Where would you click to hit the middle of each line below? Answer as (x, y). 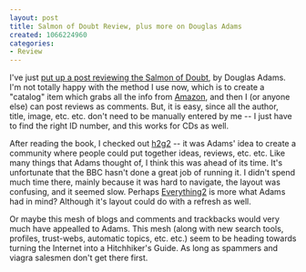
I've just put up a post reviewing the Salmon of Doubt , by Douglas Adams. (148, 77)
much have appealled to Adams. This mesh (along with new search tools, (147, 229)
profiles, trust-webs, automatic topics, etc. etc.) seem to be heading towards (153, 238)
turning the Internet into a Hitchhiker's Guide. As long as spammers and (144, 248)
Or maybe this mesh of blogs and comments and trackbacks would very (145, 219)
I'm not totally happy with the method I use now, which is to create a (137, 87)
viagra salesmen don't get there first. (79, 258)
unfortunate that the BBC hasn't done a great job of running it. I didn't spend (153, 173)
